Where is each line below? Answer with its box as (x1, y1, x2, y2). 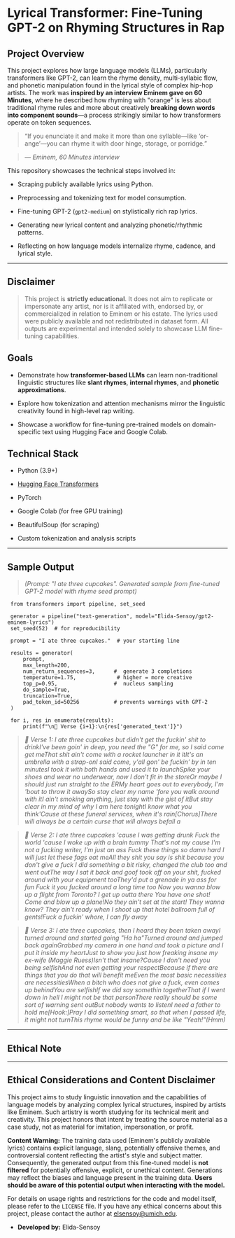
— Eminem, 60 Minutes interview (24, 153, 120, 161)
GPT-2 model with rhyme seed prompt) (24, 587, 138, 596)
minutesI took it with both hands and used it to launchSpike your (24, 765, 211, 774)
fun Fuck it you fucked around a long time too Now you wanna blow (24, 883, 221, 891)
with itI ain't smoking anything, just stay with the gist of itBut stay (24, 795, 213, 803)
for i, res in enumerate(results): (10, 717, 114, 724)
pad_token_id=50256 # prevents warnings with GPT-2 (22, 699, 208, 706)
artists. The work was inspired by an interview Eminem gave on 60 (7, 89, 203, 97)
